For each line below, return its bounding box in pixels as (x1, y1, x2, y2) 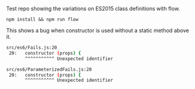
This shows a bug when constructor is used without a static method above (6, 27, 190, 34)
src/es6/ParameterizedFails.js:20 (6, 66, 92, 72)
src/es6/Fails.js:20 (6, 44, 58, 50)
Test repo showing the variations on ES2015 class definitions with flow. (6, 5, 180, 12)
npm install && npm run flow (6, 17, 79, 23)
